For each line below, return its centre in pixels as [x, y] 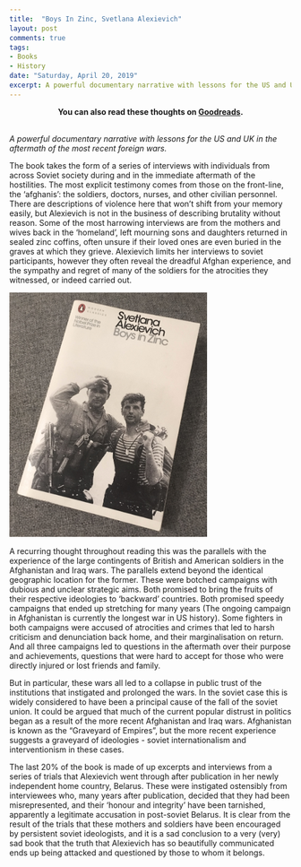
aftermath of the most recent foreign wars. [88, 148]
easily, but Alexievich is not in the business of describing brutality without [145, 213]
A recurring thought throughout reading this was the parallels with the [138, 551]
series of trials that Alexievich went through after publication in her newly [144, 776]
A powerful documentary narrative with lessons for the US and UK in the [143, 138]
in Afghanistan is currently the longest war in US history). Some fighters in [146, 618]
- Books [24, 57]
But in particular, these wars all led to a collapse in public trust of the [136, 683]
